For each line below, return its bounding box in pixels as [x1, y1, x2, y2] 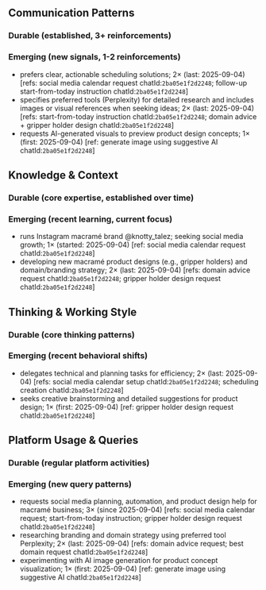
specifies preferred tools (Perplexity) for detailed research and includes [19, 94, 254, 104]
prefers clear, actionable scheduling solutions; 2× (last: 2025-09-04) [19, 69, 245, 79]
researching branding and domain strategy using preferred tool [19, 530, 226, 540]
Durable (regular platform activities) [8, 457, 150, 469]
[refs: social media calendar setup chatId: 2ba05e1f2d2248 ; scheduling [33, 376, 259, 386]
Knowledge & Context [8, 168, 119, 182]
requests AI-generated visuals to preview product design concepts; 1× [19, 129, 250, 138]
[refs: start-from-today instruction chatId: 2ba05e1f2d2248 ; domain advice [19, 111, 257, 121]
